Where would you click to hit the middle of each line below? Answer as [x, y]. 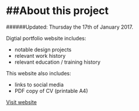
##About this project [58, 11]
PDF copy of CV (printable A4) [51, 91]
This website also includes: [39, 73]
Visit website [21, 102]
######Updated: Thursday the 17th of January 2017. [69, 27]
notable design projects [43, 49]
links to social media [39, 84]
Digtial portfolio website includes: [46, 38]
